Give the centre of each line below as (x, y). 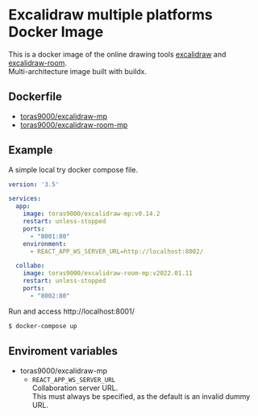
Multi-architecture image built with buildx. (78, 71)
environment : (45, 243)
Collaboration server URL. (75, 388)
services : (25, 199)
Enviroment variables (63, 351)
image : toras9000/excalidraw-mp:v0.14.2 (92, 214)
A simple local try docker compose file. (73, 169)
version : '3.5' (34, 184)
